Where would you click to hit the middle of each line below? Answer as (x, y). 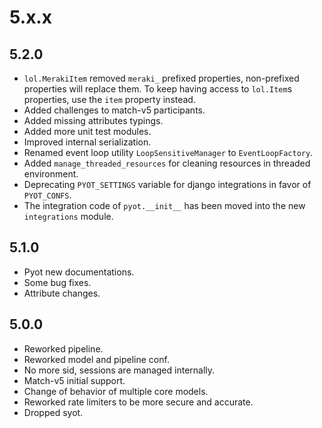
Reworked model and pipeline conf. (96, 359)
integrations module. (68, 216)
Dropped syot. (53, 412)
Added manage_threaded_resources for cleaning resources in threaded (167, 163)
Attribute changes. (62, 293)
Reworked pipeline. (63, 348)
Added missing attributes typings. (93, 120)
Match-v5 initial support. (74, 380)
